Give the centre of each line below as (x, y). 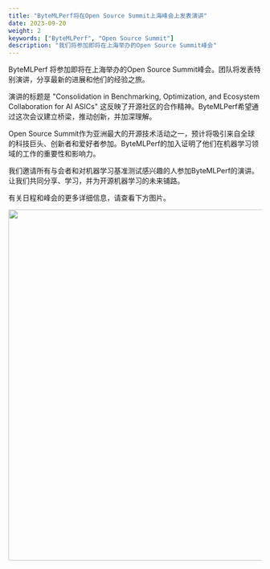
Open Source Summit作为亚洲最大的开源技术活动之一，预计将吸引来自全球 (132, 134)
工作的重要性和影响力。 (61, 154)
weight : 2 (25, 30)
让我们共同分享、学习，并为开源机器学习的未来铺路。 (96, 181)
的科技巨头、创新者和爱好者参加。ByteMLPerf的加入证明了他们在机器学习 (130, 144)
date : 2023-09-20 (37, 23)
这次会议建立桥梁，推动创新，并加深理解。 (86, 116)
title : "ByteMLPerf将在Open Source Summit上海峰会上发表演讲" (108, 16)
